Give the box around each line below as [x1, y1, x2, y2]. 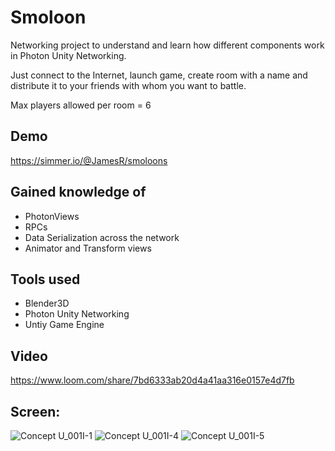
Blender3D [24, 297, 70, 310]
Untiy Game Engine [24, 319, 105, 331]
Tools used [10, 271, 81, 288]
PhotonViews [24, 210, 80, 222]
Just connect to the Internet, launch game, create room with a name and [10, 69, 308, 81]
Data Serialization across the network [24, 231, 180, 243]
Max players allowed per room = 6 [10, 99, 152, 111]
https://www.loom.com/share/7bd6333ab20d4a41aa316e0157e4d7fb [10, 374, 295, 386]
